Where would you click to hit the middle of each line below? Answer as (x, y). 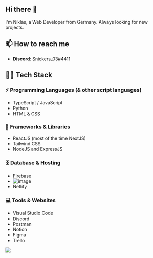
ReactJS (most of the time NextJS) (49, 138)
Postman (22, 224)
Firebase (22, 176)
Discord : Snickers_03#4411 (41, 59)
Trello (19, 241)
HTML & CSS (26, 114)
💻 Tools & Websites (31, 200)
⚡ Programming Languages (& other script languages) (73, 90)
